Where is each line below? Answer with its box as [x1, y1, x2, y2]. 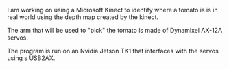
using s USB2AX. [7, 54, 56, 62]
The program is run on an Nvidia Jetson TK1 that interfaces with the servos [7, 47, 219, 55]
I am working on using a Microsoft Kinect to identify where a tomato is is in [7, 6, 218, 14]
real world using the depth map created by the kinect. [7, 13, 159, 21]
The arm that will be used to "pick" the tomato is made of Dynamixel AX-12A [7, 27, 223, 34]
